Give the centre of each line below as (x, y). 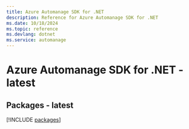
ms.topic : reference (32, 29)
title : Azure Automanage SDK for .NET (55, 12)
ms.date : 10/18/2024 (32, 23)
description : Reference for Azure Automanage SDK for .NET (82, 18)
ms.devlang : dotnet (31, 35)
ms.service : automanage (36, 40)
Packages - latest (40, 105)
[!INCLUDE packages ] (34, 120)
